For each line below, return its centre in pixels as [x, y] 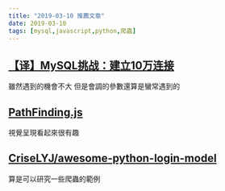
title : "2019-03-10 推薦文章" [56, 16]
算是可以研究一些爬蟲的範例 [54, 179]
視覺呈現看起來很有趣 [44, 133]
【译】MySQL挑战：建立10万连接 [92, 65]
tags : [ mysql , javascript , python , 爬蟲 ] [72, 31]
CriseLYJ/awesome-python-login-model [112, 158]
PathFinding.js [46, 112]
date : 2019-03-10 [37, 23]
